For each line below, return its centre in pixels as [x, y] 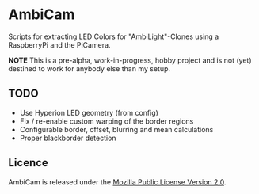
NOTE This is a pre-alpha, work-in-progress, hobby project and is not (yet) [130, 60]
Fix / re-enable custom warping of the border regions [107, 121]
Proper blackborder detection [68, 138]
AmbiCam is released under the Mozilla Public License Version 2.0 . [117, 182]
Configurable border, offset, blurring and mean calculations [116, 129]
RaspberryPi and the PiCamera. [59, 44]
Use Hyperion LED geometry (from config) [89, 112]
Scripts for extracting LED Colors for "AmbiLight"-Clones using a [114, 36]
